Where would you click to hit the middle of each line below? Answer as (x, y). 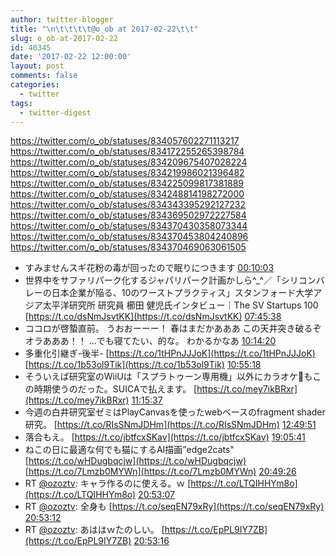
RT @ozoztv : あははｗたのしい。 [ (94, 530)
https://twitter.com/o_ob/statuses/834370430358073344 (129, 226)
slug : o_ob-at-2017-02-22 (64, 38)
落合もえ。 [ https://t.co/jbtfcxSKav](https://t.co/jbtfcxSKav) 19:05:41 (165, 437)
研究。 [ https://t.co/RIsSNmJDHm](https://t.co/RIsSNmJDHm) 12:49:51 (170, 425)
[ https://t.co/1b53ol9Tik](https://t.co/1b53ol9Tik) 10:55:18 (143, 365)
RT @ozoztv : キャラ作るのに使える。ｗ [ (108, 483)
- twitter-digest (55, 112)
